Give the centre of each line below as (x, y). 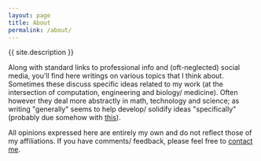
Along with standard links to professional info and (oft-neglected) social (124, 68)
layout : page (29, 15)
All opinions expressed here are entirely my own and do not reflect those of (130, 133)
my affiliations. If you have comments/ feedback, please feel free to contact (130, 141)
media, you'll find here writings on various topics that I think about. (116, 76)
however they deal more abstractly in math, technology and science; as (124, 101)
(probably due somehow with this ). (64, 118)
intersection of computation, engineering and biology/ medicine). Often (123, 93)
